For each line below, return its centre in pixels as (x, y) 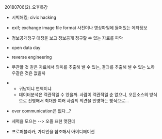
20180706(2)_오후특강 (26, 7)
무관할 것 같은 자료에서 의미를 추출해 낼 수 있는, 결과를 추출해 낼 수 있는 (79, 67)
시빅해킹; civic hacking (34, 17)
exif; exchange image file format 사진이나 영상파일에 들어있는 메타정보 (79, 28)
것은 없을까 (35, 73)
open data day (26, 48)
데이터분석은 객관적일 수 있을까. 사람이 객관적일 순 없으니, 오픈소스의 (83, 94)
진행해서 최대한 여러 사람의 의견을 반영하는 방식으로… (78, 100)
